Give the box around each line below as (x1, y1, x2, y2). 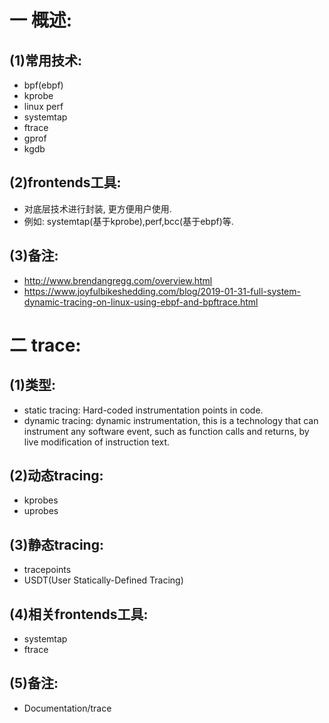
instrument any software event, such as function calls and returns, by (23, 425, 310, 437)
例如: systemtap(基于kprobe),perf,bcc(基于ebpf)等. (23, 215, 234, 227)
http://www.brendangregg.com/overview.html (23, 274, 213, 286)
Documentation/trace (23, 702, 112, 714)
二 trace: (9, 334, 82, 356)
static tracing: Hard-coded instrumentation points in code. (23, 404, 264, 416)
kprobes (23, 494, 59, 506)
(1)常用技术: (9, 52, 82, 69)
